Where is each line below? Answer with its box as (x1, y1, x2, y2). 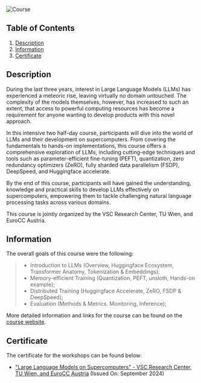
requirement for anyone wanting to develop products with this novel (6, 111, 175, 118)
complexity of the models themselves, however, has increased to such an (6, 98, 189, 106)
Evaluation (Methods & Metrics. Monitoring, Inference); (30, 300, 167, 308)
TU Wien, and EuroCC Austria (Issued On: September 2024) (14, 370, 165, 377)
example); (30, 281, 56, 288)
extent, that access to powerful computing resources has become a (6, 104, 175, 112)
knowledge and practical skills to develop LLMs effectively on (6, 186, 160, 193)
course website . (6, 318, 46, 326)
